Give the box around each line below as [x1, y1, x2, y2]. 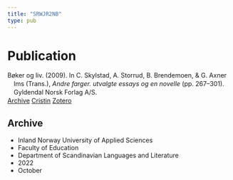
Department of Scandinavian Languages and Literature [17, 151, 180, 159]
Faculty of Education [17, 143, 79, 152]
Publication [7, 48, 76, 64]
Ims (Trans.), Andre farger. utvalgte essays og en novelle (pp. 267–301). [14, 80, 224, 88]
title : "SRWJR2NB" [7, 10, 62, 18]
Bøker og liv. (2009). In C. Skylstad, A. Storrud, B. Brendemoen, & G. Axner [7, 71, 227, 80]
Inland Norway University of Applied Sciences [17, 136, 153, 144]
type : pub [7, 17, 37, 24]
